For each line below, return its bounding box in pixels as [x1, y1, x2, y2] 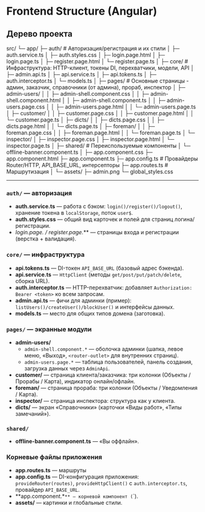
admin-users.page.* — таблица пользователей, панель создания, [24, 358, 193, 366]
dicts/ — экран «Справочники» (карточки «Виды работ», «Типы [15, 403, 182, 411]
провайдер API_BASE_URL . [15, 486, 81, 494]
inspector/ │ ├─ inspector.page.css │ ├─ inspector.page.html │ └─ [6, 135, 174, 143]
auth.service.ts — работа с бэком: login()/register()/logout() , [15, 203, 183, 210]
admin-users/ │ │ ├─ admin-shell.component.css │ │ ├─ [6, 90, 149, 97]
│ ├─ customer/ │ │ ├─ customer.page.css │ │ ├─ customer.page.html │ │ [6, 110, 194, 117]
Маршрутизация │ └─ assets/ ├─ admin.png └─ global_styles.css [6, 168, 174, 175]
